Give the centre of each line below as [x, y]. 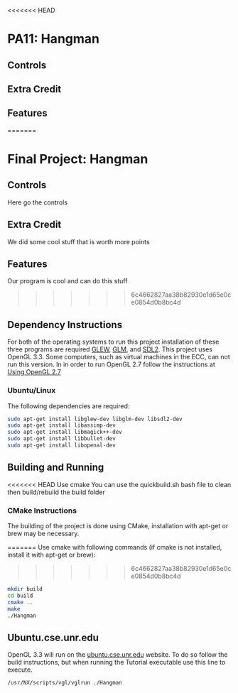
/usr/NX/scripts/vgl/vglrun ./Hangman [65, 683]
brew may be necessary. [43, 533]
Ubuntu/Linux [32, 391]
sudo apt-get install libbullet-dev [61, 439]
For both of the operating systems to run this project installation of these [113, 342]
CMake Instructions [42, 511]
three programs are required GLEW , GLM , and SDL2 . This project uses [110, 349]
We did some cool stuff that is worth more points [79, 241]
